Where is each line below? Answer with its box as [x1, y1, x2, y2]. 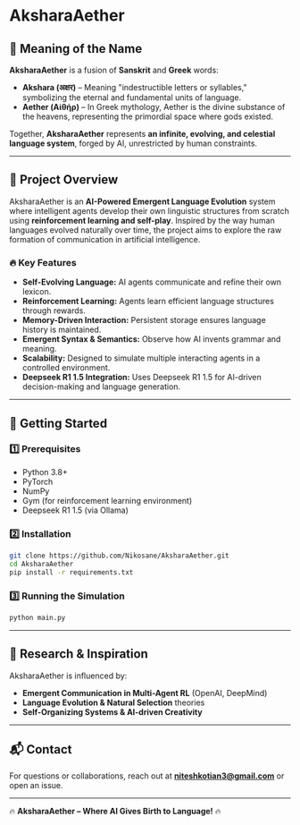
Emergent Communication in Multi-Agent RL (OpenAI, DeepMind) [21, 687, 268, 698]
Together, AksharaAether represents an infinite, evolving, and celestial [9, 129, 276, 139]
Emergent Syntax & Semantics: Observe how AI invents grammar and [21, 334, 281, 344]
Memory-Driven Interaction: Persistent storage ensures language [21, 315, 266, 326]
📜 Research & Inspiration [9, 646, 149, 662]
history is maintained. [21, 324, 102, 336]
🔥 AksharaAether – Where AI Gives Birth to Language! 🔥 [9, 805, 221, 816]
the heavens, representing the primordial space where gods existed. [21, 111, 274, 122]
